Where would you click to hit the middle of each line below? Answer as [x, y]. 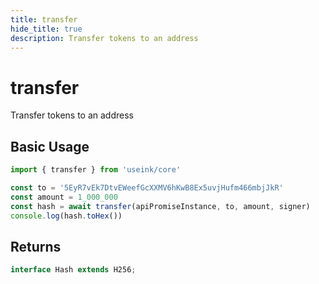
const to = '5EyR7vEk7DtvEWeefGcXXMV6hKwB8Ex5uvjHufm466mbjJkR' [147, 188]
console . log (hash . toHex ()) [66, 216]
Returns [36, 246]
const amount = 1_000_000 [64, 197]
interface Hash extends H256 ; [73, 270]
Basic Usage [50, 146]
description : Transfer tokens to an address [104, 38]
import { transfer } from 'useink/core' [96, 170]
